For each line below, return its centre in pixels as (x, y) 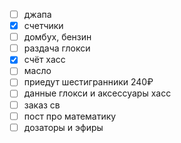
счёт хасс (44, 60)
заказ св (42, 105)
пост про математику (70, 116)
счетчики (43, 26)
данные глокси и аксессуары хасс (97, 93)
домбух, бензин (57, 37)
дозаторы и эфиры (63, 127)
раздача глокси (57, 48)
